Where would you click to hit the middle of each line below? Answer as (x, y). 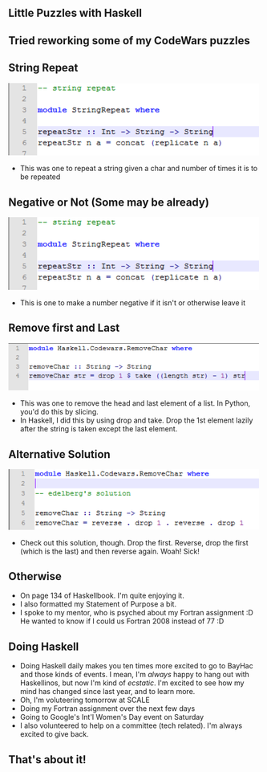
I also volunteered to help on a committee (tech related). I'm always (131, 725)
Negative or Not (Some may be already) (109, 202)
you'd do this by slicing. (59, 412)
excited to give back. (55, 734)
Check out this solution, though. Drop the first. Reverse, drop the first (134, 542)
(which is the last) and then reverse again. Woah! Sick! (110, 551)
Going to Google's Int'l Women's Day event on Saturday (112, 717)
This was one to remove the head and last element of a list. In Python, (135, 403)
